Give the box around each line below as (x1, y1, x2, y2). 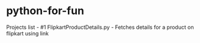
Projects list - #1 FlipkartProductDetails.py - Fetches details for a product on (6, 24, 194, 31)
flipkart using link (6, 29, 49, 37)
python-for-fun (6, 4, 85, 18)
